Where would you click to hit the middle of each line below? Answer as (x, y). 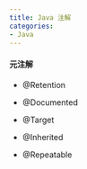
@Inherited (43, 137)
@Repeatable (47, 155)
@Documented (50, 102)
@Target (38, 120)
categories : (31, 26)
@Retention (43, 84)
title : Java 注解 (40, 18)
